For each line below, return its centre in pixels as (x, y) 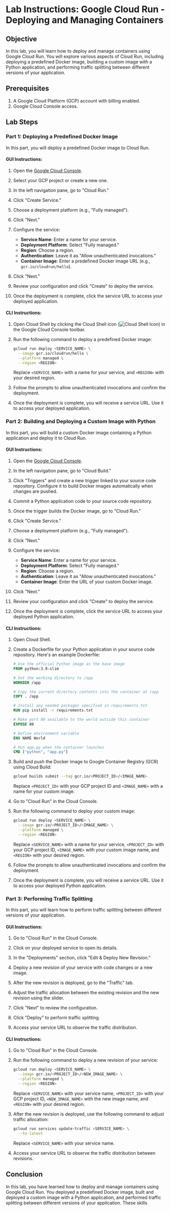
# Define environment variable (46, 733)
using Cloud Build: (32, 767)
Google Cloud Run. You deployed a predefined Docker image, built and (80, 1192)
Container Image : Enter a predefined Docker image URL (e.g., (85, 261)
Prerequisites (27, 89)
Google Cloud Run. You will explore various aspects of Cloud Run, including (85, 56)
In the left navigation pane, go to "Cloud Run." (61, 190)
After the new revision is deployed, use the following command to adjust (89, 1114)
